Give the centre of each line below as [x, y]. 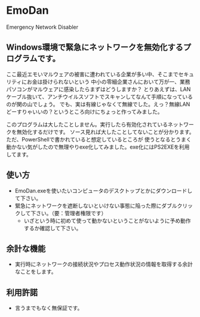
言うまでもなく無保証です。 [49, 308]
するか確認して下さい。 [53, 228]
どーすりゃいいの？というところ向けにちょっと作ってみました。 [84, 111]
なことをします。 [36, 272]
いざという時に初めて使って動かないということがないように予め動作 [107, 221]
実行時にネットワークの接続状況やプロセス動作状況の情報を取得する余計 [104, 264]
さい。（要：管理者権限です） [71, 213]
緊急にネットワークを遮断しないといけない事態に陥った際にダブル [96, 206]
